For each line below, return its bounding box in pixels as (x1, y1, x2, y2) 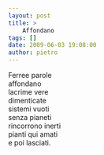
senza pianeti (8, 113, 52, 122)
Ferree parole (8, 71, 53, 79)
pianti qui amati (8, 130, 58, 139)
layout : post (8, 11, 51, 20)
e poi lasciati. (8, 138, 51, 147)
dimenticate (8, 96, 47, 105)
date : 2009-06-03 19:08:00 (8, 41, 97, 49)
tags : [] (8, 33, 37, 42)
